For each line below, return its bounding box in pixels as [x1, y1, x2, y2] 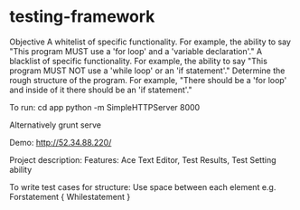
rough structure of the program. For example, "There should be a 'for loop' [9, 74, 287, 85]
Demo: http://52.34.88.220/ [9, 137, 112, 148]
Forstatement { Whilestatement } [9, 191, 131, 202]
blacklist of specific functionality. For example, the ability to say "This [9, 55, 268, 66]
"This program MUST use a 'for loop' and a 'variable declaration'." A [9, 45, 263, 56]
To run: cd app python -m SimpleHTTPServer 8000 [9, 101, 201, 112]
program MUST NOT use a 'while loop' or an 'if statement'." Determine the [9, 65, 286, 76]
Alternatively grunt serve [9, 119, 102, 130]
